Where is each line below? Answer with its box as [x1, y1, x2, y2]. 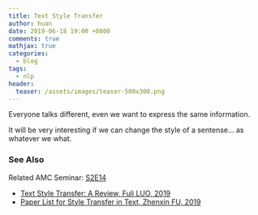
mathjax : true [8, 42, 57, 50]
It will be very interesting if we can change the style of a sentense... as [8, 125, 244, 135]
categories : [8, 49, 49, 58]
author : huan [8, 19, 53, 28]
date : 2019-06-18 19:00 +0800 [8, 27, 111, 35]
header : [8, 80, 35, 88]
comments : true [8, 34, 60, 43]
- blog [15, 58, 38, 66]
